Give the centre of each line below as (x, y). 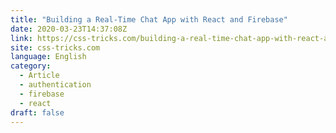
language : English (48, 57)
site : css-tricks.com (55, 47)
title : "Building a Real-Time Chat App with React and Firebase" (149, 19)
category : (31, 66)
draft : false (37, 112)
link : (21, 38)
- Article (39, 76)
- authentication (55, 85)
